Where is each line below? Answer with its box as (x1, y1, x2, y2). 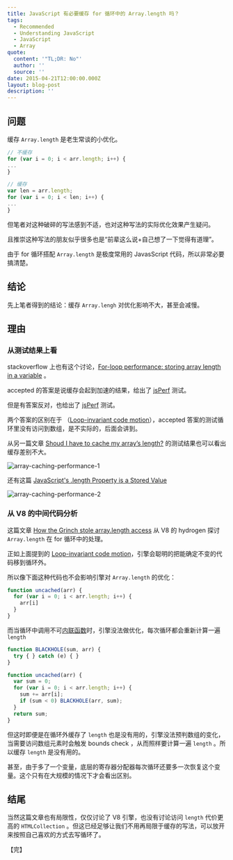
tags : (7, 17, 23, 24)
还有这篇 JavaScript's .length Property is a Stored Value (7, 476, 167, 484)
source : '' (13, 68, 45, 75)
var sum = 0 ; (13, 678, 51, 685)
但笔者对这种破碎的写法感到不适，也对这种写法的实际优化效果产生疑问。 (7, 220, 214, 228)
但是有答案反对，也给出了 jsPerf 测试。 (7, 401, 120, 409)
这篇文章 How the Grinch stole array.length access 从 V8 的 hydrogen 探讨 (7, 526, 220, 534)
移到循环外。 (13, 558, 50, 566)
